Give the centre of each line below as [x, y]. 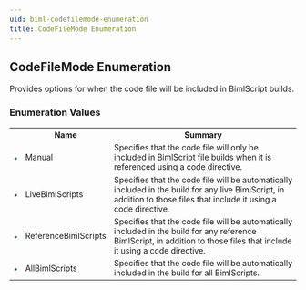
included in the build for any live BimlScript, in [199, 189]
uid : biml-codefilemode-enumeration [79, 19]
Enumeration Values [55, 112]
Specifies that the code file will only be [186, 148]
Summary [204, 135]
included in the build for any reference [185, 231]
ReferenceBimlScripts [66, 236]
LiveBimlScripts [54, 194]
